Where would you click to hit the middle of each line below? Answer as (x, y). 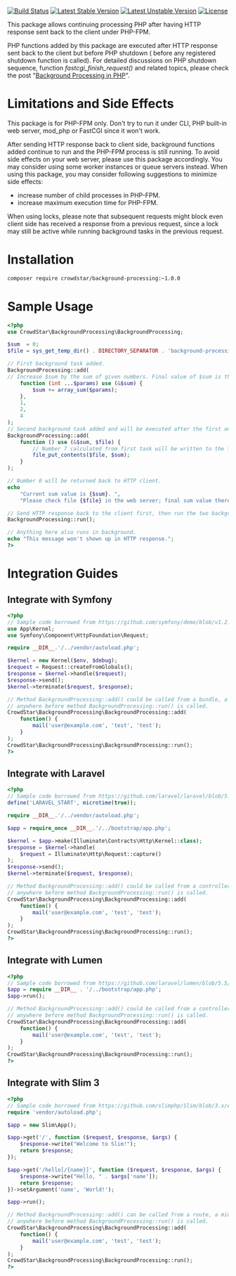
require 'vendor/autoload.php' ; (54, 1112)
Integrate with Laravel (56, 773)
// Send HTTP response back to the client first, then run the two (108, 513)
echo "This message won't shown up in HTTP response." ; (91, 539)
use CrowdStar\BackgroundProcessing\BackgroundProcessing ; (96, 332)
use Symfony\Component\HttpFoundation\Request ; (78, 635)
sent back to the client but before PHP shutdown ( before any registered (112, 53)
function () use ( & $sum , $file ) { (70, 442)
